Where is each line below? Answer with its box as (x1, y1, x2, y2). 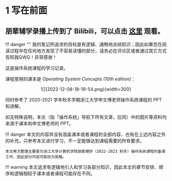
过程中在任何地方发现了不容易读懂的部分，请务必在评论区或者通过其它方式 (9, 48, 167, 54)
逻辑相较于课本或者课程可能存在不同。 (14, 170, 95, 176)
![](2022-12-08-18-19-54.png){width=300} (40, 86, 132, 92)
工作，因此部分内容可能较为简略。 (5, 154, 67, 159)
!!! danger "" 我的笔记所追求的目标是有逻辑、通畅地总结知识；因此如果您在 (5, 42, 162, 47)
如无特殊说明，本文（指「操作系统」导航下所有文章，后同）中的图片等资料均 (5, 114, 167, 120)
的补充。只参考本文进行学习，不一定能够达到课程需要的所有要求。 (5, 138, 144, 144)
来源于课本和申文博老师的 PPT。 (5, 120, 74, 126)
